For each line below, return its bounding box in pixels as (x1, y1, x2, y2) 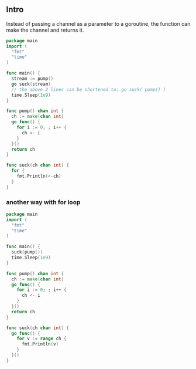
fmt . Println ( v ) (21, 341, 59, 347)
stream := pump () (11, 76, 54, 82)
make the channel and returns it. (6, 26, 84, 33)
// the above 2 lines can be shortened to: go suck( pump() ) (11, 86, 166, 93)
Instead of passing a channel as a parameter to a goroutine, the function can (6, 20, 191, 27)
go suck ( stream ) (11, 81, 51, 87)
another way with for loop (6, 198, 81, 206)
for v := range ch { (16, 336, 67, 342)
